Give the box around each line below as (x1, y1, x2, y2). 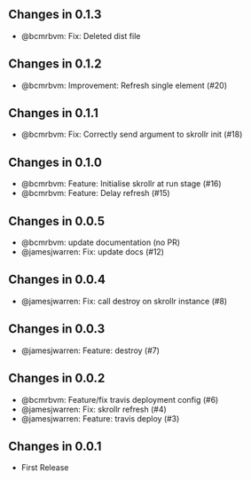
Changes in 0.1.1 (8, 106, 99, 121)
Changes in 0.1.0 (8, 154, 103, 169)
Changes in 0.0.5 (8, 213, 106, 229)
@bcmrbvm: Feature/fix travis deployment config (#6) (20, 394, 219, 405)
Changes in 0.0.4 (8, 272, 106, 287)
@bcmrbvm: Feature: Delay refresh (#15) (20, 188, 170, 199)
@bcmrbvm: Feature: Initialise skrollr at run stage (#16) (20, 178, 223, 189)
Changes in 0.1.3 (8, 7, 102, 22)
